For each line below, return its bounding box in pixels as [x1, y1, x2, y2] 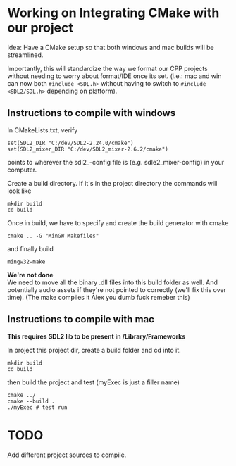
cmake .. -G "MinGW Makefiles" [7, 232, 99, 239]
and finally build [7, 244, 54, 253]
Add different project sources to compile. [7, 451, 127, 459]
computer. [7, 165, 37, 174]
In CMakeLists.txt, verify [7, 125, 78, 134]
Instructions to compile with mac [7, 313, 155, 325]
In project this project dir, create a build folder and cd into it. [7, 346, 181, 354]
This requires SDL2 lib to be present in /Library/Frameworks [7, 332, 186, 341]
